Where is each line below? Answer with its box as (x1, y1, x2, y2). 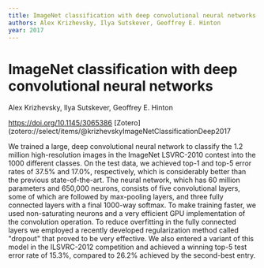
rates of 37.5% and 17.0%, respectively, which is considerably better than (8, 167, 247, 177)
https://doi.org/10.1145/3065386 (8, 118, 113, 128)
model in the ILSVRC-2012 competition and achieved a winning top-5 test (8, 242, 247, 252)
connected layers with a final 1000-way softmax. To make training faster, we (8, 200, 257, 210)
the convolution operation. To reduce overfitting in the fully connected (8, 218, 237, 227)
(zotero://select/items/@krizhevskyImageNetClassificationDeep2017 (8, 127, 232, 136)
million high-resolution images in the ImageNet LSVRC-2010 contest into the (8, 151, 256, 160)
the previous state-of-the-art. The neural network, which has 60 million (8, 175, 240, 185)
